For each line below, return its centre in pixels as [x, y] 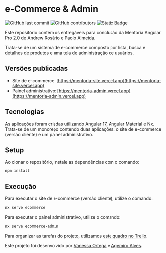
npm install [17, 171]
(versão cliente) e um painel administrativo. [49, 134]
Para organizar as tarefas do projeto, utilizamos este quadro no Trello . [76, 236]
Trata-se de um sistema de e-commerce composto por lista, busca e [75, 47]
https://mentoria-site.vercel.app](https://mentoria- [110, 80]
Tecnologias [25, 112]
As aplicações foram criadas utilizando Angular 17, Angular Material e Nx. [80, 124]
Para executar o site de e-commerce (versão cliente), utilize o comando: [79, 199]
